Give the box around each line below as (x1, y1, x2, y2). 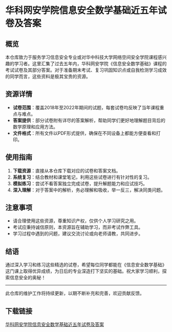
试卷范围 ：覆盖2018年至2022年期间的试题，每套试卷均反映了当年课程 (12, 104, 160, 110)
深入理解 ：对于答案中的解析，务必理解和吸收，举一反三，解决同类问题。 (12, 187, 165, 193)
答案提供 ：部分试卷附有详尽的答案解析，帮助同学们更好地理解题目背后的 (12, 117, 165, 123)
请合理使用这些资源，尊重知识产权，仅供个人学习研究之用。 (12, 218, 139, 224)
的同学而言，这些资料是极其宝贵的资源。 (5, 73, 91, 80)
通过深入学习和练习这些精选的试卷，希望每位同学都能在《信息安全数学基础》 (5, 262, 167, 268)
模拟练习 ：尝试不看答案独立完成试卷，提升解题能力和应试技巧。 (12, 180, 147, 186)
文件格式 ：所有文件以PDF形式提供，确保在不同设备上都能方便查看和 (12, 130, 157, 136)
